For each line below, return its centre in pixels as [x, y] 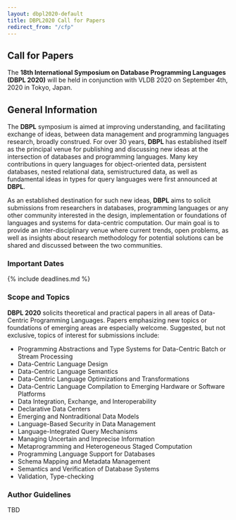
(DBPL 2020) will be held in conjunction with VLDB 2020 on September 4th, [118, 80]
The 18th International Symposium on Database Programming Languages [117, 73]
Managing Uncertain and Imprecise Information [86, 439]
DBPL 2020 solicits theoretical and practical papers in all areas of [103, 313]
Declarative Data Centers [54, 409]
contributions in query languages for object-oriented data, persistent [107, 164]
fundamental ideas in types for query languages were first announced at [112, 179]
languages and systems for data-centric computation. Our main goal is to [113, 223]
